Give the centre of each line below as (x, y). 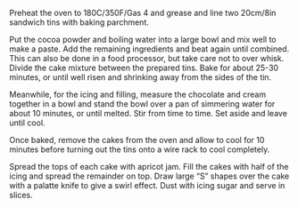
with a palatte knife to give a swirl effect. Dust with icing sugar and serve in (147, 185)
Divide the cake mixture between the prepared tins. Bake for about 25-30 (144, 68)
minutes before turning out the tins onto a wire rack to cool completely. (140, 149)
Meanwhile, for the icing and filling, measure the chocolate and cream (137, 94)
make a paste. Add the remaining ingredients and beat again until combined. (149, 49)
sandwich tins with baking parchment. (79, 22)
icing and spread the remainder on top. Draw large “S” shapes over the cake (149, 176)
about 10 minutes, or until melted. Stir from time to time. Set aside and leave (149, 113)
